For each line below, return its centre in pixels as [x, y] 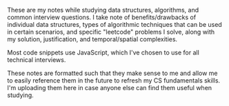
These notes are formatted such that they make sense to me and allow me [113, 73]
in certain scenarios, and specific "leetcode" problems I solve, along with [111, 32]
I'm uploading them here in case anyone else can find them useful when [110, 88]
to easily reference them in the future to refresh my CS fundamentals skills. [114, 81]
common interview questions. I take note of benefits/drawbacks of [102, 17]
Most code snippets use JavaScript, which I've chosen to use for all [103, 52]
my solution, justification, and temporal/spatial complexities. [92, 39]
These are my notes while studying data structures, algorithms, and [103, 10]
